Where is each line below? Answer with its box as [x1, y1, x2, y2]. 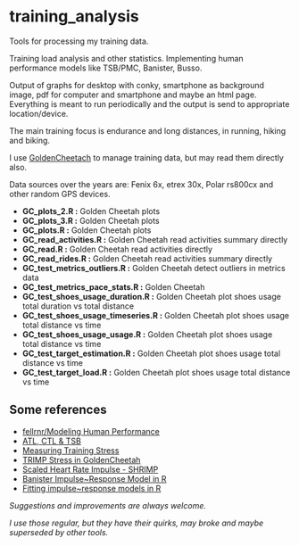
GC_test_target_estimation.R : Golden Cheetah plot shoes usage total [21, 348, 281, 359]
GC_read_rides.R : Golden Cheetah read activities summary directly [21, 252, 273, 264]
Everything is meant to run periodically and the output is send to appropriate [9, 98, 290, 109]
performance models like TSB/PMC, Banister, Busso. [9, 62, 203, 73]
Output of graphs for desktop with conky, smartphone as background [9, 79, 265, 90]
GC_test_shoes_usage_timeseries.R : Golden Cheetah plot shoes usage [21, 310, 290, 320]
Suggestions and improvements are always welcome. [9, 500, 207, 510]
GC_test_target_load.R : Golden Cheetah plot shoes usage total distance [21, 367, 291, 377]
